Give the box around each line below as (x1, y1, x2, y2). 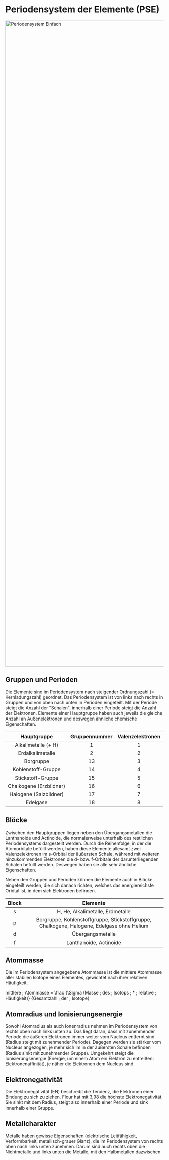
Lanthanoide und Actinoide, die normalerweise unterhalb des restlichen (5, 835, 153, 841)
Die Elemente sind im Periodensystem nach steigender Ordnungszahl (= (5, 689, 155, 695)
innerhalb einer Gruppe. (5, 1105, 55, 1111)
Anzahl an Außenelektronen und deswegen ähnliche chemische (5, 715, 137, 722)
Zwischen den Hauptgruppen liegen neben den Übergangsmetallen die (5, 829, 152, 836)
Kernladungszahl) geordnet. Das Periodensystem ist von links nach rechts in (5, 694, 163, 700)
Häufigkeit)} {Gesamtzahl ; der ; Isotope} (5, 995, 90, 1001)
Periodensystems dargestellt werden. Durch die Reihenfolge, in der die (5, 840, 152, 846)
